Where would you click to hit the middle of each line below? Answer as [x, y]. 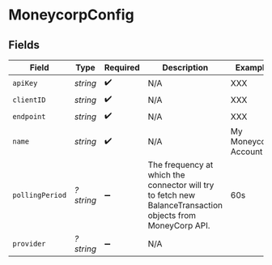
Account [246, 152]
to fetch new [172, 195]
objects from [172, 215]
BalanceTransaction [185, 205]
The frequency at [181, 165]
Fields [24, 45]
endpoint [29, 116]
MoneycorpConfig [72, 15]
